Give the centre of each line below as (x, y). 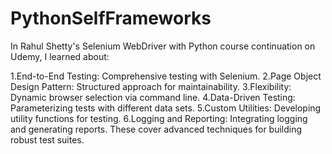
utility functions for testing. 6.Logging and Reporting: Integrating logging (159, 118)
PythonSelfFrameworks (111, 18)
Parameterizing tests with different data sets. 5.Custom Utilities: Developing (166, 108)
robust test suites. (47, 139)
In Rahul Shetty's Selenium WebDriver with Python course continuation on (163, 46)
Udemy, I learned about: (60, 56)
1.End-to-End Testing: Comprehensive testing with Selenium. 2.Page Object (166, 76)
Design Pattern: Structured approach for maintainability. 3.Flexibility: (151, 86)
